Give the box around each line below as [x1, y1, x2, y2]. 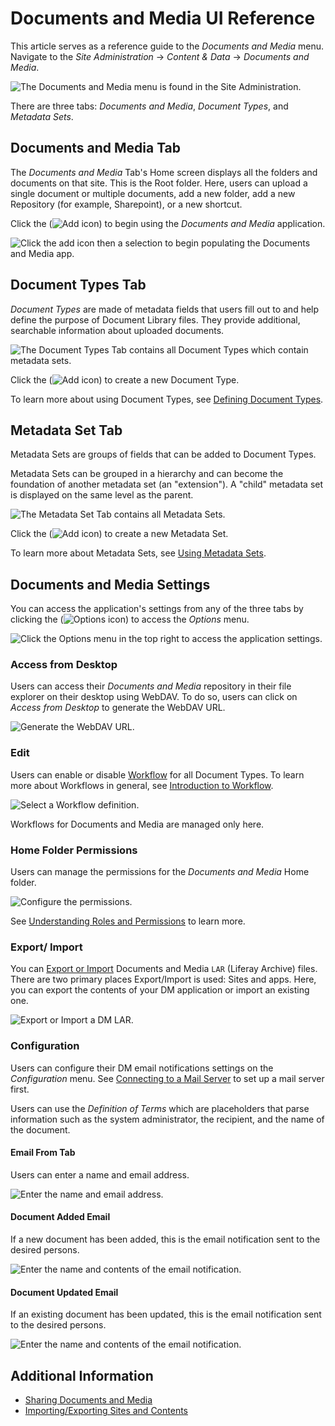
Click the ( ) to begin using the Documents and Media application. [10, 217, 326, 229]
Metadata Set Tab [10, 422, 123, 439]
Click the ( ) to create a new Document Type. [10, 373, 240, 386]
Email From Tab [10, 1147, 76, 1159]
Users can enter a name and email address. [10, 1168, 190, 1181]
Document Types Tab [10, 277, 147, 294]
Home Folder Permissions [10, 843, 138, 857]
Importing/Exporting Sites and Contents [24, 1405, 188, 1417]
